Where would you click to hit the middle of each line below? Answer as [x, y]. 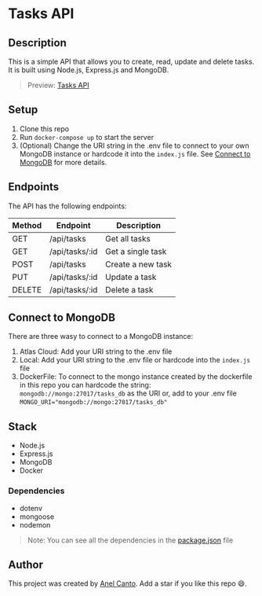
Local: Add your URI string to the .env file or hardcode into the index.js [135, 360]
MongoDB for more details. [63, 162]
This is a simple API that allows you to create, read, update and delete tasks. [131, 61]
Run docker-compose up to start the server [87, 137]
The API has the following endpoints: [67, 206]
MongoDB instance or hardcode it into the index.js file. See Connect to [135, 153]
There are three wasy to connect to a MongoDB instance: [101, 337]
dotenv [31, 508]
